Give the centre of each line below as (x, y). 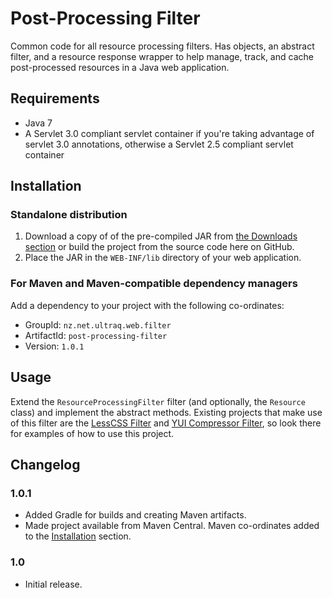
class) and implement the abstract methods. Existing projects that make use (166, 412)
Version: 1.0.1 (54, 346)
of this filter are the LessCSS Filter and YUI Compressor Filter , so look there (166, 423)
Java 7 (38, 123)
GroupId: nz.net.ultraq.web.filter (98, 324)
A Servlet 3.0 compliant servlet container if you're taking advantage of (169, 133)
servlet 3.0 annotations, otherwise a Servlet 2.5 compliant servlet (159, 144)
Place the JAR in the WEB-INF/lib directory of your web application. (163, 258)
